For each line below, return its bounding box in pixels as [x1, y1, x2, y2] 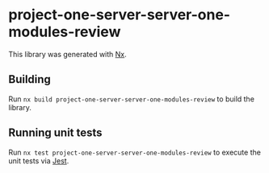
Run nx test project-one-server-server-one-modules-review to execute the [8, 147, 261, 157]
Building [8, 72, 51, 86]
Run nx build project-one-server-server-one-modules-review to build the [8, 94, 254, 104]
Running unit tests [8, 126, 103, 140]
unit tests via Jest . [8, 155, 69, 166]
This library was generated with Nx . [8, 49, 127, 59]
